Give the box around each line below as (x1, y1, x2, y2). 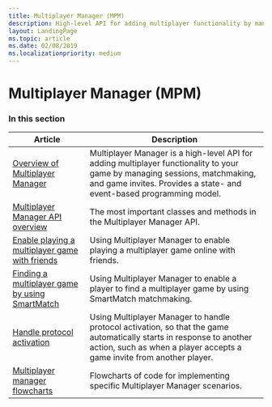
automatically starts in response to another (89, 332, 253, 343)
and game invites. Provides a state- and (89, 178, 242, 189)
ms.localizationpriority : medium (8, 49, 121, 57)
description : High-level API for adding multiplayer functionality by (8, 19, 252, 28)
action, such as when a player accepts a (89, 341, 242, 353)
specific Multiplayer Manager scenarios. (89, 380, 243, 392)
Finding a (12, 268, 48, 279)
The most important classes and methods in (89, 206, 257, 218)
